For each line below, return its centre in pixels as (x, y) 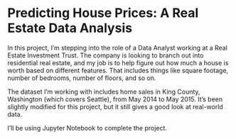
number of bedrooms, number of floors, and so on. (82, 78)
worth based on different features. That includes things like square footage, (118, 70)
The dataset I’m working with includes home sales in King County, (104, 91)
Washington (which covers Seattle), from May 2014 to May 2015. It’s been (115, 99)
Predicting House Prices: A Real (103, 13)
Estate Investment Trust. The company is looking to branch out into (106, 55)
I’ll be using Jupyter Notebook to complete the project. (87, 128)
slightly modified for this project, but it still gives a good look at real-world (116, 106)
